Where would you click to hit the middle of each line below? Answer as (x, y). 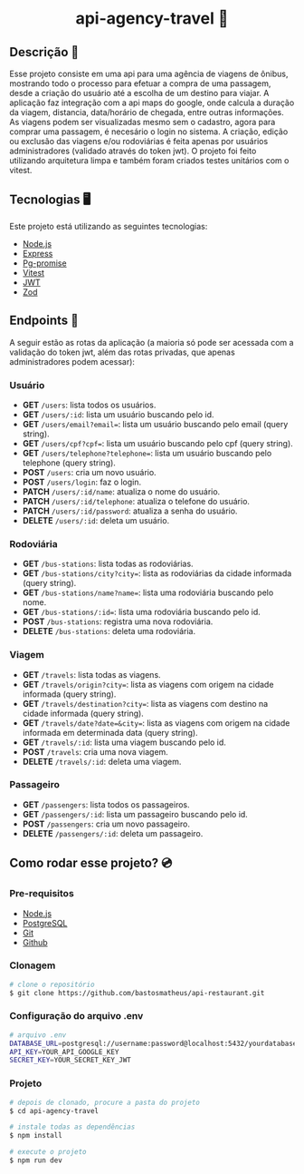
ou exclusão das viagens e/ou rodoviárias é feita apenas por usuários (139, 141)
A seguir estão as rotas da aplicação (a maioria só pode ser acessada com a (152, 342)
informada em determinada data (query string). (110, 732)
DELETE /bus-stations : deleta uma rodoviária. (109, 631)
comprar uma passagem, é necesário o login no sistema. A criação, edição (149, 132)
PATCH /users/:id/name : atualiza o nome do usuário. (121, 491)
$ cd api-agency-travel (54, 1110)
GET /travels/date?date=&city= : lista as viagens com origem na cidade (156, 723)
